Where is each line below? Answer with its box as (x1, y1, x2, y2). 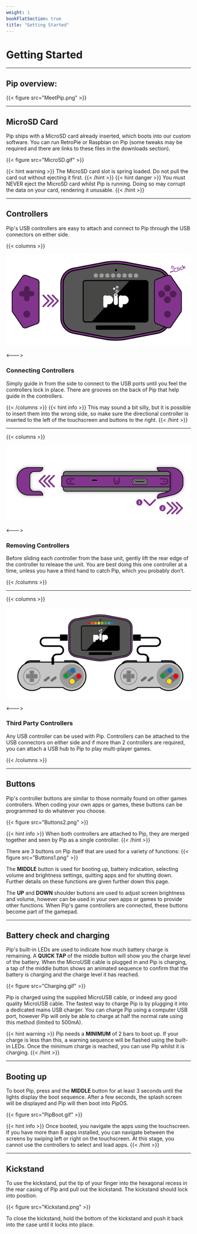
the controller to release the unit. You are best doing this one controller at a (6, 561, 188, 568)
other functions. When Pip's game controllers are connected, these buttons (6, 902, 188, 909)
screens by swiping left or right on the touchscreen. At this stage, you (6, 1135, 175, 1142)
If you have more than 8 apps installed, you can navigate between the (6, 1129, 175, 1136)
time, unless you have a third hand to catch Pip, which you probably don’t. (6, 567, 185, 574)
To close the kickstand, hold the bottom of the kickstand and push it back (6, 1215, 184, 1222)
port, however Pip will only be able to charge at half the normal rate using (6, 1013, 184, 1020)
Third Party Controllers (6, 719, 73, 727)
